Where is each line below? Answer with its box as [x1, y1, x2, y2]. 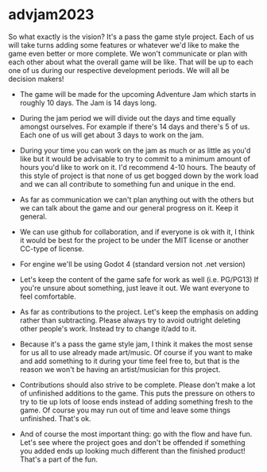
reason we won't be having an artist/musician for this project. [19, 364, 221, 374]
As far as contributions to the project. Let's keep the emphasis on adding [19, 307, 259, 316]
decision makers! [8, 74, 64, 83]
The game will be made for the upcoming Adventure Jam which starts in [19, 89, 257, 99]
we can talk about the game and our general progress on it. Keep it [19, 203, 239, 212]
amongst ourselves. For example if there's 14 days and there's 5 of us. [19, 122, 250, 131]
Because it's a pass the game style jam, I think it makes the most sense [19, 339, 253, 349]
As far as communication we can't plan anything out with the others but [19, 195, 254, 204]
